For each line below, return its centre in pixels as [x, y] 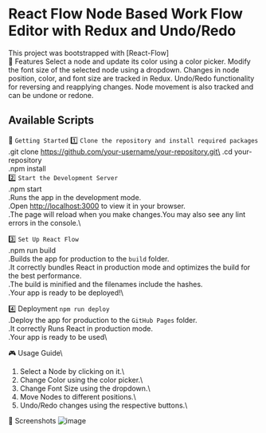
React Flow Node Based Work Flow [125, 14]
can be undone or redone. [51, 95]
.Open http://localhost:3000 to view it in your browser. [97, 206]
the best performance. [45, 275]
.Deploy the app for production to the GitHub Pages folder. [103, 320]
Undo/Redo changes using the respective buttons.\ [104, 405]
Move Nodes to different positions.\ [78, 396]
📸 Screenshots [32, 420]
